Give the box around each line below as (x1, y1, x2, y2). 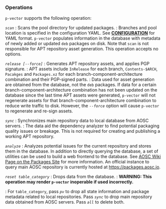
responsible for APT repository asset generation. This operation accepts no (5, 46, 159, 52)
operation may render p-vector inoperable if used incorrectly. (5, 179, 134, 185)
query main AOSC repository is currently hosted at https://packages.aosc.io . (5, 164, 161, 170)
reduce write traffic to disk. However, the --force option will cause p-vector (5, 103, 160, 109)
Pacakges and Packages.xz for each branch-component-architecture (5, 71, 143, 77)
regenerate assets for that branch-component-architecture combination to (5, 98, 157, 104)
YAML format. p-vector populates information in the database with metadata (5, 35, 161, 41)
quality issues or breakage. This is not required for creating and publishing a (5, 128, 161, 134)
